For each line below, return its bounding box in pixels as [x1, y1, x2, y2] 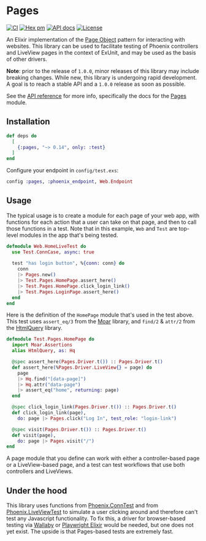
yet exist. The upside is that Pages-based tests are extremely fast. [6, 528, 174, 535]
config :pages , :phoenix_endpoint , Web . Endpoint [6, 178, 133, 185]
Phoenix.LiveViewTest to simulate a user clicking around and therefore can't [6, 508, 198, 516]
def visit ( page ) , [12, 432, 56, 439]
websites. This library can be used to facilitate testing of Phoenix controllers [6, 42, 199, 50]
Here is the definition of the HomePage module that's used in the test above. [6, 311, 194, 319]
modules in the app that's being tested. [19, 231, 118, 239]
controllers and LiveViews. [6, 467, 74, 475]
